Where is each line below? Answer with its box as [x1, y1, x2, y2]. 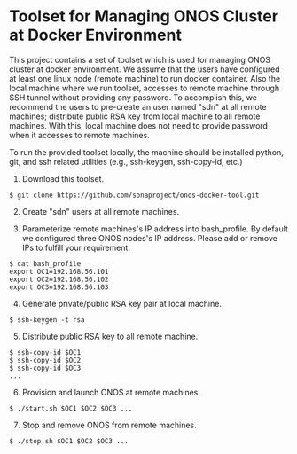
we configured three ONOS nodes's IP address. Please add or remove [21, 232, 277, 243]
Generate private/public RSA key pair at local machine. [21, 298, 222, 309]
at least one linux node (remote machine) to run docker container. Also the [9, 73, 281, 83]
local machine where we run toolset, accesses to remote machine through [9, 82, 280, 93]
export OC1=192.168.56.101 [9, 267, 109, 276]
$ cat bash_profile [9, 259, 82, 268]
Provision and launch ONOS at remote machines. [21, 387, 201, 397]
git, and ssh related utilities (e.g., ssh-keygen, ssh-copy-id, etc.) [9, 156, 243, 167]
